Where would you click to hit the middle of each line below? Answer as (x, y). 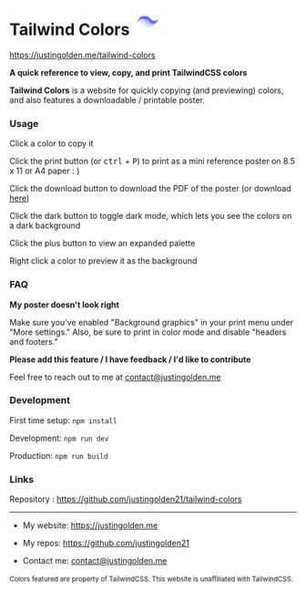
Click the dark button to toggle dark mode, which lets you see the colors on (151, 216)
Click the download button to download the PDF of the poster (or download (150, 189)
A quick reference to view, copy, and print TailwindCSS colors (128, 72)
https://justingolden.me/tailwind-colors (82, 55)
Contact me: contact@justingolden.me (95, 561)
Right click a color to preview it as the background (103, 261)
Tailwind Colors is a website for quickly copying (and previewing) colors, (147, 90)
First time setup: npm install (63, 420)
